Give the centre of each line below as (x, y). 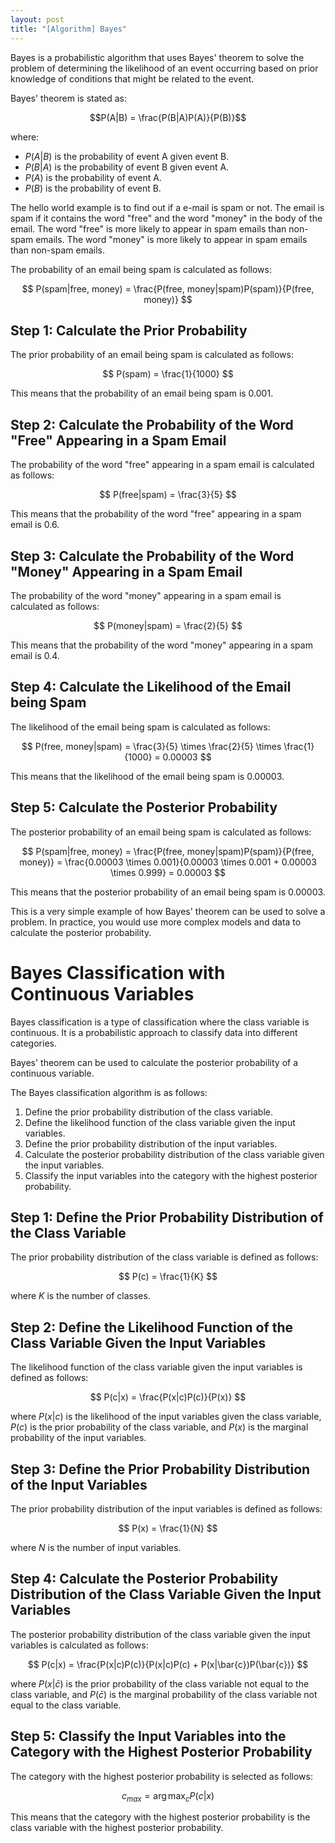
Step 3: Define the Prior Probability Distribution (160, 1469)
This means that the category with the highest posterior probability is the (160, 1817)
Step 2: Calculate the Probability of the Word (152, 424)
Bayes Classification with (118, 972)
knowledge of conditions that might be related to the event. (132, 78)
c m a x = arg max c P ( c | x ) (168, 1796)
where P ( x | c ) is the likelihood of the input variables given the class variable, (166, 1417)
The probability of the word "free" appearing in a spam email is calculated (162, 465)
